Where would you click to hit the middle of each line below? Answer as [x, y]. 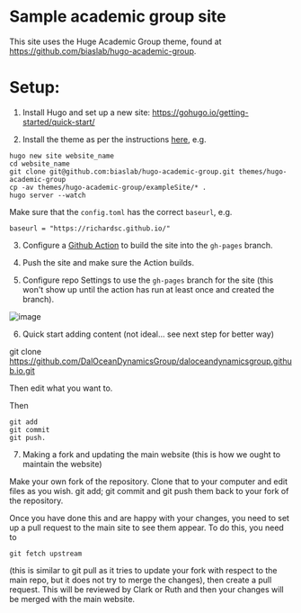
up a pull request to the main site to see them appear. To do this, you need [147, 527]
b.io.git [22, 370]
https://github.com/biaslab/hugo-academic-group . [103, 50]
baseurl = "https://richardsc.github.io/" [90, 228]
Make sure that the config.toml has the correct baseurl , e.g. [121, 212]
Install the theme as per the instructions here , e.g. [114, 139]
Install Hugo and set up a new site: [86, 112]
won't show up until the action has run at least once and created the [148, 289]
